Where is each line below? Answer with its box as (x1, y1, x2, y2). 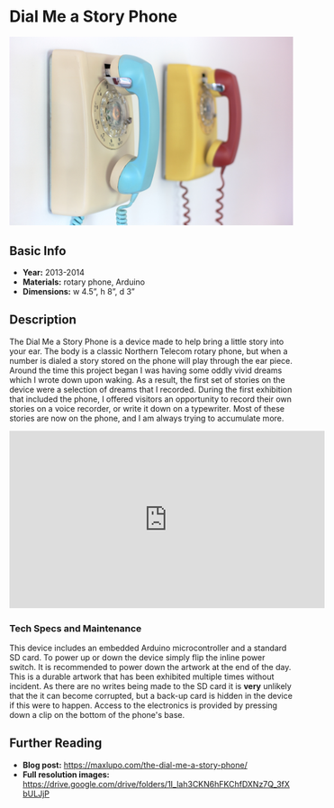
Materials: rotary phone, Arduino (22, 277, 146, 287)
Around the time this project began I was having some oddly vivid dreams (9, 365, 283, 376)
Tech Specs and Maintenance (9, 622, 142, 634)
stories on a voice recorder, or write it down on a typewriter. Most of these (9, 403, 285, 413)
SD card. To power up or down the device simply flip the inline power (9, 652, 266, 663)
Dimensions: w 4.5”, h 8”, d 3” (22, 286, 135, 296)
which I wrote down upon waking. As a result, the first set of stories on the (9, 374, 285, 385)
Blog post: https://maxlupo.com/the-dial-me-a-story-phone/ (22, 759, 248, 770)
